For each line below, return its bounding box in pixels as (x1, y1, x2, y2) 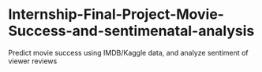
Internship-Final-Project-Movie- (8, 5, 225, 23)
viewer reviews (8, 56, 58, 66)
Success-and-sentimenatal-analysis (8, 22, 255, 40)
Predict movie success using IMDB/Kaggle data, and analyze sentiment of (8, 48, 249, 57)
